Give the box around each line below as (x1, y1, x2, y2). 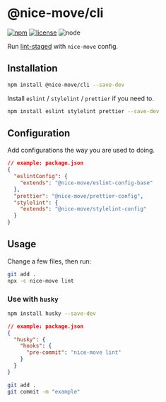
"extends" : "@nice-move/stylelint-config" (20, 206, 147, 213)
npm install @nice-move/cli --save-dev (7, 81, 125, 88)
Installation (7, 62, 58, 75)
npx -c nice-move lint (7, 277, 74, 284)
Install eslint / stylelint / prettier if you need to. (7, 94, 154, 102)
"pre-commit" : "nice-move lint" (25, 349, 121, 356)
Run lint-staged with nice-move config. (7, 42, 119, 50)
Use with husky (7, 294, 59, 304)
